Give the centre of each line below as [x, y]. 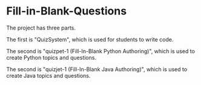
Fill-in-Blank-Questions [67, 11]
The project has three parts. [41, 28]
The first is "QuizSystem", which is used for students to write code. [90, 39]
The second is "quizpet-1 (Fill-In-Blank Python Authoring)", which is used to [101, 51]
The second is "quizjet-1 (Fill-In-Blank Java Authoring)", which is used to [97, 69]
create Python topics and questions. [51, 57]
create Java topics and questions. [48, 75]
